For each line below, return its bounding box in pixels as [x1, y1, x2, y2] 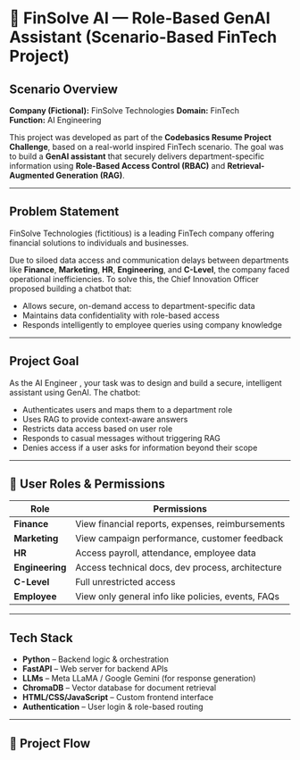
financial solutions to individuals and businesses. [9, 237, 189, 248]
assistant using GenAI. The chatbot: [9, 387, 141, 397]
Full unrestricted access [75, 576, 176, 589]
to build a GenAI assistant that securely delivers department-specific [9, 151, 265, 162]
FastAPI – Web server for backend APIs [21, 664, 168, 674]
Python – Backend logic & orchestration [21, 654, 170, 664]
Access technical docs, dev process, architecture [75, 562, 283, 574]
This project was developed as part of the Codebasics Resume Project [9, 132, 272, 142]
